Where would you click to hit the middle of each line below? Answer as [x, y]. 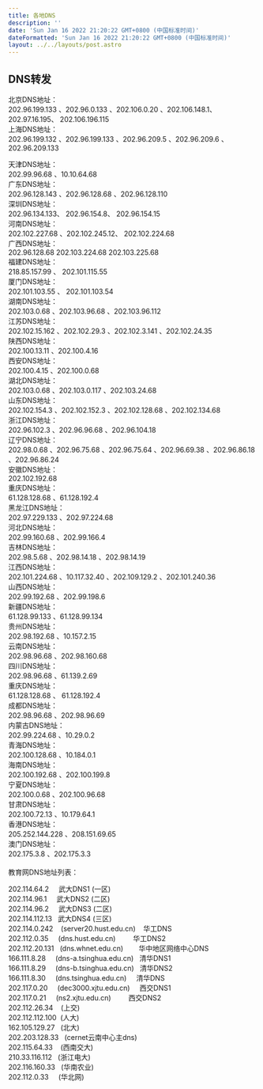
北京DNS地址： [33, 99]
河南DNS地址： [33, 223]
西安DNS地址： [33, 360]
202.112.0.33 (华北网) [46, 1076]
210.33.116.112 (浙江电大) [49, 1057]
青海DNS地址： [33, 745]
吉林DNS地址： [33, 547]
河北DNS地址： [33, 527]
